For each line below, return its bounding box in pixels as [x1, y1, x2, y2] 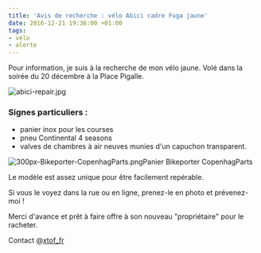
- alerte [8, 41, 37, 49]
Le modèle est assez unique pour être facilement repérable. [8, 173, 205, 182]
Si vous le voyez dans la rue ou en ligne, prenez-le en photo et [8, 188, 213, 197]
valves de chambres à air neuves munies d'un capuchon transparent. [19, 142, 247, 151]
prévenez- [214, 188, 249, 197]
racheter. [8, 220, 38, 230]
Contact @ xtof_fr [8, 235, 65, 245]
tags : [8, 26, 26, 34]
